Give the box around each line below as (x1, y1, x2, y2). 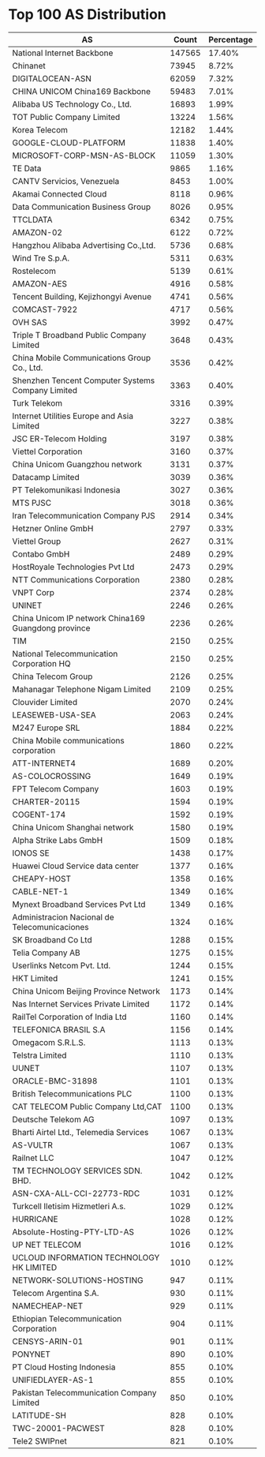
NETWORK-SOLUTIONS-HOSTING (12, 1275, 144, 1286)
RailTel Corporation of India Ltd (12, 1011, 128, 1022)
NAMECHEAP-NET (12, 1300, 84, 1311)
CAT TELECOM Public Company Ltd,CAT (12, 1101, 162, 1112)
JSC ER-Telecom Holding (12, 433, 107, 444)
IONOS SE (12, 847, 50, 858)
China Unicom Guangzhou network (12, 459, 143, 470)
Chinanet (12, 60, 46, 71)
